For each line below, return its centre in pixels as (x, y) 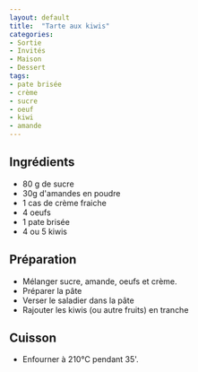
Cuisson (33, 338)
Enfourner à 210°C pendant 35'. (80, 359)
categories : (31, 34)
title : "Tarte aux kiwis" (60, 26)
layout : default (39, 17)
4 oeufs (36, 212)
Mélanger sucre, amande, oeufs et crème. (99, 281)
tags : (19, 76)
